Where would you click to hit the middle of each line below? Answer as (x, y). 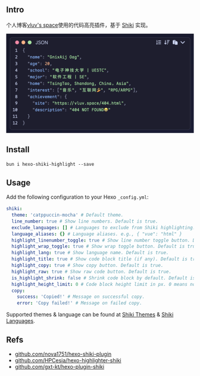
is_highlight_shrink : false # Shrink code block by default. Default (99, 278)
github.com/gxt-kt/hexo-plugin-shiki (60, 367)
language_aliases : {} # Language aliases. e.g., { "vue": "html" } (97, 234)
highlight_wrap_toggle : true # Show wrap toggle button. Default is (98, 246)
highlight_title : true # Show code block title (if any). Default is (99, 259)
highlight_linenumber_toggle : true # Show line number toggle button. (101, 240)
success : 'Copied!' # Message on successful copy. (81, 297)
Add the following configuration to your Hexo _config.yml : (77, 197)
